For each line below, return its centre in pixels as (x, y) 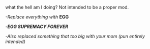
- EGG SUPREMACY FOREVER (37, 26)
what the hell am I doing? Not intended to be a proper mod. (67, 7)
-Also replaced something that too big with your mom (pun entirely (75, 36)
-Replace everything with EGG (37, 17)
